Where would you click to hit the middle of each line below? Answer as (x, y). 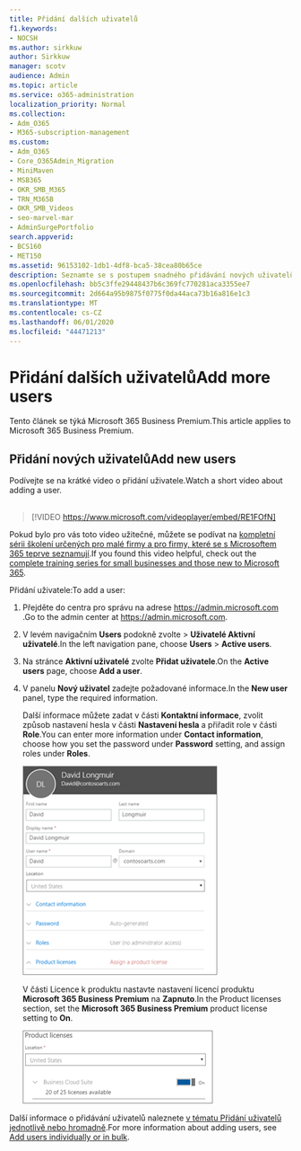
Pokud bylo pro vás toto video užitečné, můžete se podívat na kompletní (142, 535)
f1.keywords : (34, 28)
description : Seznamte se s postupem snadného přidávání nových (132, 275)
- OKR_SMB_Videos (42, 208)
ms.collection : (38, 114)
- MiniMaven (31, 171)
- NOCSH (24, 38)
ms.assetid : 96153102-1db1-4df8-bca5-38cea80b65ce (106, 265)
